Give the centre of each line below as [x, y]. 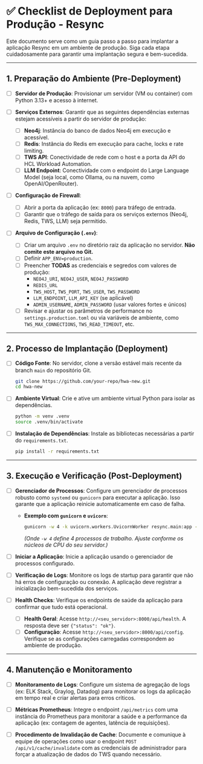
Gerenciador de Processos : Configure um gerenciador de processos [101, 490]
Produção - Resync [55, 25]
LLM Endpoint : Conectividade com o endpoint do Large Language [106, 170]
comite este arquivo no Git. [59, 252]
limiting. [34, 151]
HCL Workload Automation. [58, 164]
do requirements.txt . [41, 440]
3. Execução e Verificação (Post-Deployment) [94, 476]
